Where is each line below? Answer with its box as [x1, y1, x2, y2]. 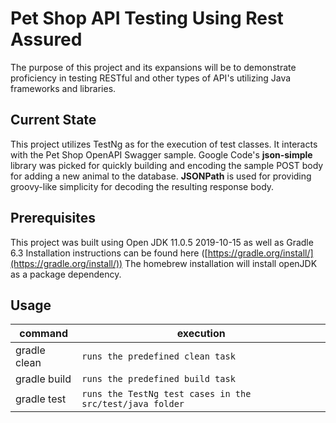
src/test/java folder [81, 398, 185, 410]
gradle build [15, 372, 72, 386]
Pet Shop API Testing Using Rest [10, 7, 284, 30]
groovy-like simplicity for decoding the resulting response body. [10, 180, 275, 192]
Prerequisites [10, 210, 96, 227]
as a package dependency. [10, 268, 122, 280]
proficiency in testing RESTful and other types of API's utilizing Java [10, 72, 292, 84]
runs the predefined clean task [81, 351, 236, 362]
